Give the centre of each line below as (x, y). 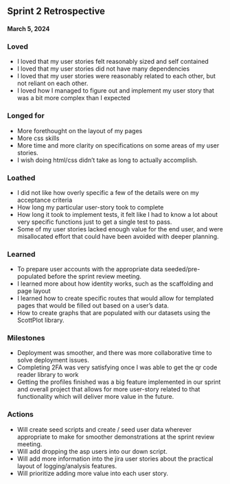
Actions (21, 415)
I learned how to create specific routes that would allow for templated (115, 299)
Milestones (26, 338)
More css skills (38, 138)
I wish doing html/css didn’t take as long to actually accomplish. (107, 160)
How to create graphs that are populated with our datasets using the (114, 313)
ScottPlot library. (41, 320)
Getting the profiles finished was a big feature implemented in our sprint (119, 382)
